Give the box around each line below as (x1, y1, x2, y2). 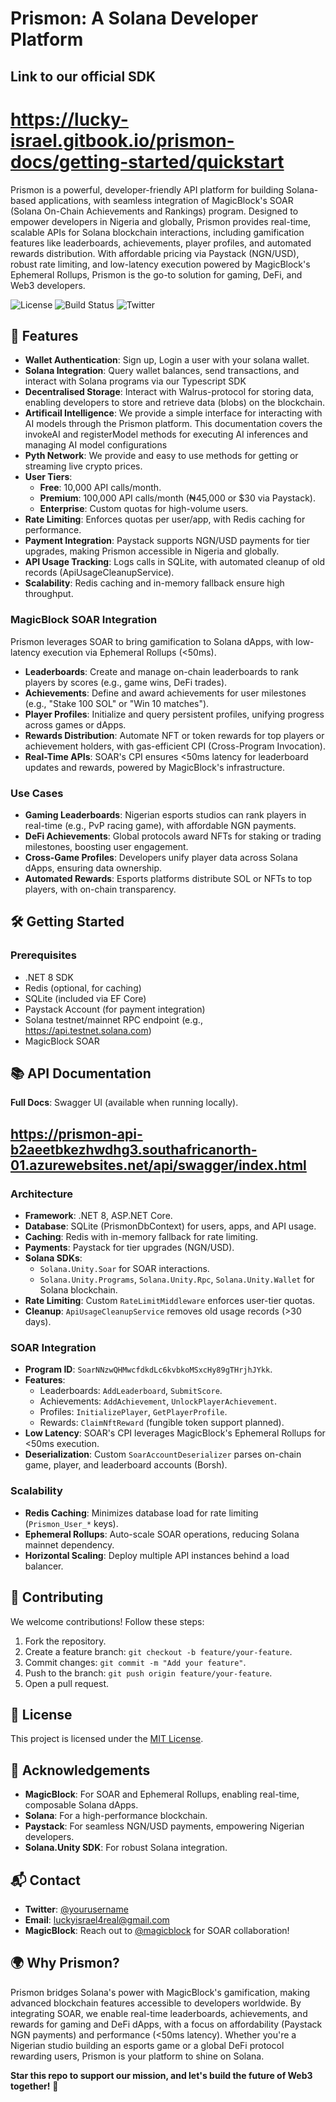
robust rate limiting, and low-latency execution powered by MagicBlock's (10, 258, 311, 270)
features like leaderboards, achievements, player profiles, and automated (10, 237, 312, 249)
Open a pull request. (24, 1677, 110, 1689)
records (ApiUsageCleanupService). (24, 567, 175, 579)
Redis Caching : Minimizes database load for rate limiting (24, 1507, 259, 1519)
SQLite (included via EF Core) (24, 992, 147, 1004)
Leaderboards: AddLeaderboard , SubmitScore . (39, 1385, 223, 1397)
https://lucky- (10, 108, 129, 131)
